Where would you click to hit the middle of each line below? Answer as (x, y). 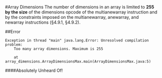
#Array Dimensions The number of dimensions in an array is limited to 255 (80, 7)
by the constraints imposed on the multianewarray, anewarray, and (72, 17)
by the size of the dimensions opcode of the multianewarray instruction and (81, 12)
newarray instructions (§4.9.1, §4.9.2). (43, 22)
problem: (14, 45)
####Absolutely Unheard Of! (34, 70)
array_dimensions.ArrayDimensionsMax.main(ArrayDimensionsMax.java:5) (78, 62)
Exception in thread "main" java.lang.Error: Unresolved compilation (77, 40)
